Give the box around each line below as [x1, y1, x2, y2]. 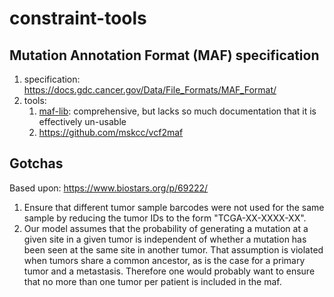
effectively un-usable [38, 116, 127, 127]
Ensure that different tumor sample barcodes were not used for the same [23, 201, 325, 213]
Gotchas [9, 155, 64, 172]
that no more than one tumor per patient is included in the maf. [23, 275, 282, 287]
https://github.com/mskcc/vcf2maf [38, 127, 184, 138]
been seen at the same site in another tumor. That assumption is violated [23, 243, 324, 256]
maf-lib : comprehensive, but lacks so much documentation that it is [38, 105, 317, 117]
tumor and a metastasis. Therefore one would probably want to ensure [23, 265, 316, 277]
